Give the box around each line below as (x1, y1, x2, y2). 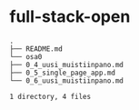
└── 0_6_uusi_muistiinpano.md (9, 75, 124, 85)
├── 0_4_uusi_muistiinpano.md (9, 60, 124, 69)
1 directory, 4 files (9, 92, 92, 101)
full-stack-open (9, 6, 131, 27)
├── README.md (9, 44, 64, 54)
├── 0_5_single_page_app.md (9, 68, 116, 77)
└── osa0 (9, 52, 43, 61)
